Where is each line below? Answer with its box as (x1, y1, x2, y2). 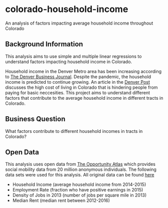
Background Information (5, 40, 83, 49)
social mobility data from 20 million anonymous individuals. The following (5, 166, 157, 172)
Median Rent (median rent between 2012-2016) (12, 197, 110, 203)
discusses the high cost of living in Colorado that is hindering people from (5, 84, 158, 90)
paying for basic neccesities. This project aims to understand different (5, 89, 150, 96)
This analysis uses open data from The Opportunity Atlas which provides (5, 161, 155, 167)
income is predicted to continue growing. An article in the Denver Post (5, 79, 150, 85)
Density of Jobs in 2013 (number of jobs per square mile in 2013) (12, 192, 147, 198)
